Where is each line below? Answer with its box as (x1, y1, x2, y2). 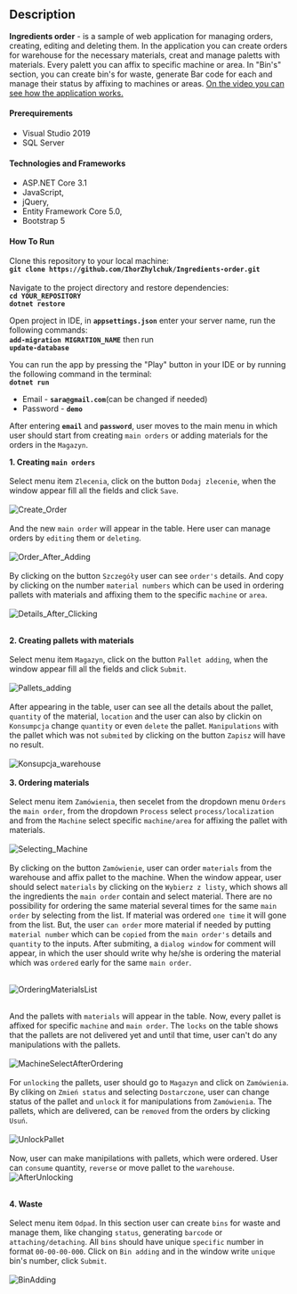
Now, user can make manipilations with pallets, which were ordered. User (9, 1153, 278, 1164)
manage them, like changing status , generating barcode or (9, 1227, 223, 1238)
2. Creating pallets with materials (9, 635, 135, 646)
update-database (9, 343, 69, 353)
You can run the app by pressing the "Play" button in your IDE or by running (9, 359, 286, 370)
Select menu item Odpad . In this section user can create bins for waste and (9, 1217, 281, 1229)
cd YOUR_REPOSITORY (9, 292, 82, 301)
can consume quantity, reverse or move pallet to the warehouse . (9, 1163, 236, 1174)
